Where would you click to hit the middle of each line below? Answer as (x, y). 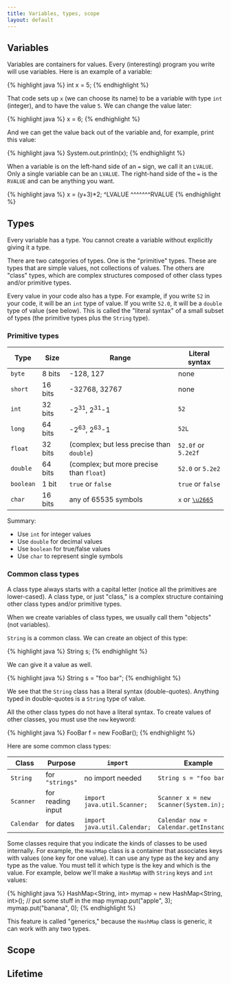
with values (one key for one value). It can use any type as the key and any (113, 858)
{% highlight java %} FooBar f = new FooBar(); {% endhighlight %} (101, 732)
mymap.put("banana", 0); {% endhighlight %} (71, 908)
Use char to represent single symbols (70, 556)
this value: (22, 140)
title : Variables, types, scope (53, 13)
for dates (60, 823)
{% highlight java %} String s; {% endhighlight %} (77, 651)
